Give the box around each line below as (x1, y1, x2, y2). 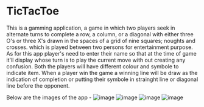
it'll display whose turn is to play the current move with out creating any (6, 56, 186, 63)
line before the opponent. (6, 82, 70, 89)
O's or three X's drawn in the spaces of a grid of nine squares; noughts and (6, 37, 196, 44)
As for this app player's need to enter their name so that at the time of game (6, 50, 197, 57)
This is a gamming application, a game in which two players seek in (6, 24, 175, 31)
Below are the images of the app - (6, 94, 92, 101)
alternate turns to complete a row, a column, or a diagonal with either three (6, 30, 194, 37)
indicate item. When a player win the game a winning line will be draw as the (6, 69, 198, 76)
